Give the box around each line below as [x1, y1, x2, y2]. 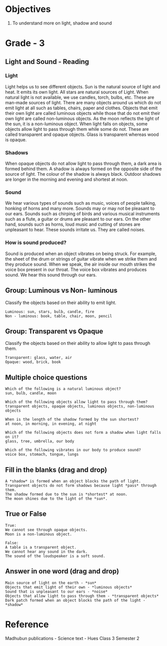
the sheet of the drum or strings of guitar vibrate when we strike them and [5, 256, 157, 262]
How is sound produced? [5, 239, 67, 246]
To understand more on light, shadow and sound [12, 20, 112, 26]
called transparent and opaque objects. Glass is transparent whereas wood [5, 131, 159, 137]
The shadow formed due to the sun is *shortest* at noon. [5, 492, 128, 497]
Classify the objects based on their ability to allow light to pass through [5, 340, 151, 346]
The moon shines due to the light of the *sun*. [5, 496, 108, 501]
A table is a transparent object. [5, 545, 77, 550]
